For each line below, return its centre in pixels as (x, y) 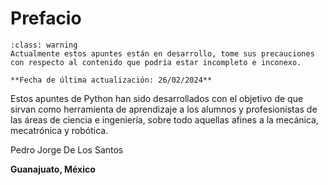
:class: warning (44, 45)
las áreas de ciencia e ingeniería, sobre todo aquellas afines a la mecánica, (164, 119)
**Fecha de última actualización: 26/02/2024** (111, 80)
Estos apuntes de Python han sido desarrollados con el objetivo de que (157, 98)
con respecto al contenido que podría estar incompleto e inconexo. (156, 62)
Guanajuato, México (53, 169)
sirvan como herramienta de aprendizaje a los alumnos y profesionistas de (164, 109)
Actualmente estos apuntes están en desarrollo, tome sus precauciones (162, 53)
